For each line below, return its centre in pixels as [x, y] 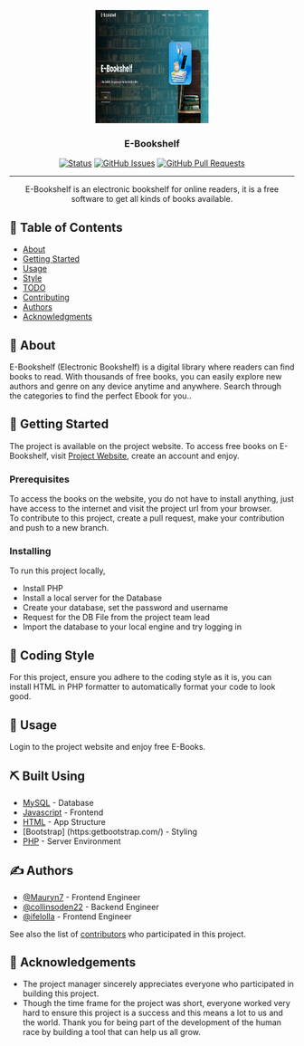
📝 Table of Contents [66, 227]
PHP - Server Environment [71, 841]
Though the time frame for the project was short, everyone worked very [157, 1003]
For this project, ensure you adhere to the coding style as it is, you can [141, 677]
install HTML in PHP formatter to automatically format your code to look [142, 687]
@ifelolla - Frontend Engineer [77, 916]
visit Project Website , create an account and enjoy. [145, 456]
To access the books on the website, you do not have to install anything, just [152, 499]
